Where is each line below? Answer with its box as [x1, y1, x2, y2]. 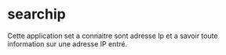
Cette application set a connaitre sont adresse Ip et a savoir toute [7, 31, 218, 40]
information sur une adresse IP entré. [7, 39, 127, 48]
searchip [7, 5, 66, 23]
